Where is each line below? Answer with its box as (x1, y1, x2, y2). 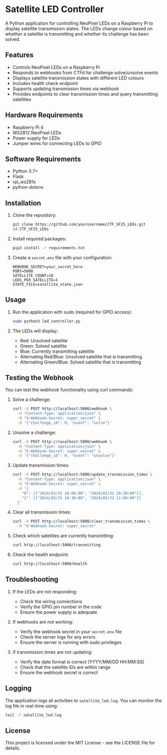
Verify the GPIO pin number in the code (20, 603, 102, 610)
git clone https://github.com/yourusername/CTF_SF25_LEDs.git (12, 222, 146, 227)
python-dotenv (12, 184, 44, 190)
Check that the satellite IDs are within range (20, 664, 111, 670)
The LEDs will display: (12, 328, 58, 334)
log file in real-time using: (5, 703, 58, 709)
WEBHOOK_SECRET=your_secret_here (12, 264, 83, 269)
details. (5, 745, 21, 751)
